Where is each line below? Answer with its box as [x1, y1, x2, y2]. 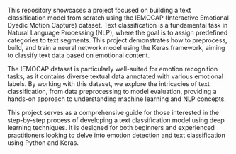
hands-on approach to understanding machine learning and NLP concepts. [7, 95, 227, 103]
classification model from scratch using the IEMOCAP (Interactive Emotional [7, 13, 229, 22]
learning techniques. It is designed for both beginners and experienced [7, 124, 215, 131]
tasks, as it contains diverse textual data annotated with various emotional [7, 72, 224, 81]
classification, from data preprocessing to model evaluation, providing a [7, 88, 217, 95]
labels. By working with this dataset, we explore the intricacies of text [7, 80, 210, 88]
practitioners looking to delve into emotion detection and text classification [7, 131, 225, 139]
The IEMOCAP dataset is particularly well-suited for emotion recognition [7, 65, 218, 73]
